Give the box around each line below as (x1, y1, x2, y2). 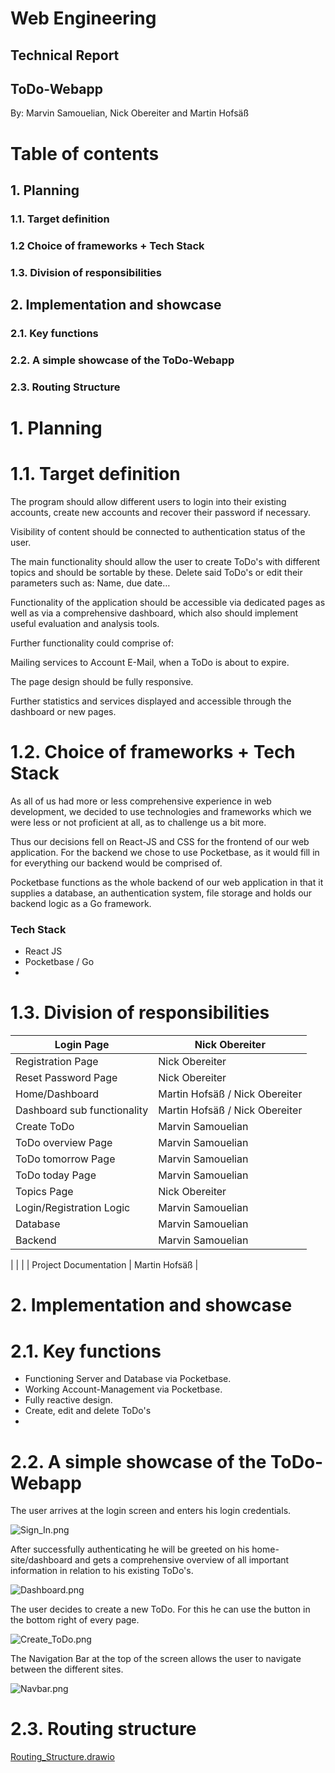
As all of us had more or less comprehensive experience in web (10, 795, 272, 807)
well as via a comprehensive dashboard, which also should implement (10, 607, 299, 619)
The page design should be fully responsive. (10, 676, 194, 688)
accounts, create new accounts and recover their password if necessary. (10, 507, 312, 519)
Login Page (54, 1038, 110, 1052)
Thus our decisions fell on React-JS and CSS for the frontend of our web (10, 835, 310, 847)
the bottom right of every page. (10, 1614, 140, 1626)
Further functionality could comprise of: (10, 637, 175, 649)
